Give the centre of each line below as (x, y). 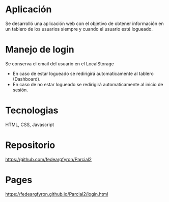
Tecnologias (32, 110)
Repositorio (30, 145)
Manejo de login (40, 50)
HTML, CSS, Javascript (30, 124)
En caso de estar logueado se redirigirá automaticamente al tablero (83, 73)
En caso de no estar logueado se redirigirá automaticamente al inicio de (88, 84)
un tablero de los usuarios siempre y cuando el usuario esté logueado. (79, 29)
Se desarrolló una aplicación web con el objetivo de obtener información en (84, 23)
